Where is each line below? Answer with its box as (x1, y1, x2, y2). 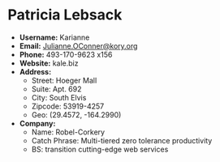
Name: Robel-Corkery (31, 127, 106, 137)
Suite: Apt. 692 (31, 83, 82, 94)
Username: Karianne (19, 32, 90, 42)
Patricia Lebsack (7, 6, 123, 24)
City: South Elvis (31, 92, 87, 102)
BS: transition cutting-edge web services (31, 144, 169, 154)
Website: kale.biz (19, 58, 79, 68)
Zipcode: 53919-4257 (31, 101, 105, 111)
